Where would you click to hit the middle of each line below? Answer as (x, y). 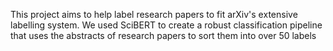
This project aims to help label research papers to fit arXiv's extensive (154, 14)
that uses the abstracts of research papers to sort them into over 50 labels (163, 35)
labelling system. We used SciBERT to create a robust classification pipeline (166, 25)
